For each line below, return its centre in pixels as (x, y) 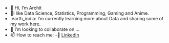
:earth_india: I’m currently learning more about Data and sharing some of (87, 18)
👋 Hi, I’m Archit (26, 8)
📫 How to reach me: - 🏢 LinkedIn (45, 35)
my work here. (25, 24)
